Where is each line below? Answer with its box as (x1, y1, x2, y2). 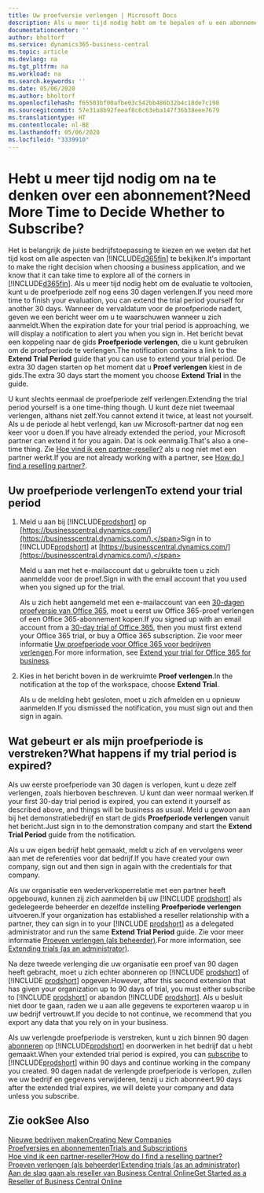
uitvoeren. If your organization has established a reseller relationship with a (8, 911, 250, 920)
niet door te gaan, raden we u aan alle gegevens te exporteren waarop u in (8, 1001, 250, 1011)
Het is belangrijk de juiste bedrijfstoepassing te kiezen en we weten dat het (8, 245, 251, 255)
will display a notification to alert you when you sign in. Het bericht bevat (8, 329, 244, 339)
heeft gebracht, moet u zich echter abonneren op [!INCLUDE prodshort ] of (8, 967, 249, 977)
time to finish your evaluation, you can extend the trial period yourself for (8, 295, 244, 305)
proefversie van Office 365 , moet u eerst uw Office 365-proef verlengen (19, 606, 255, 615)
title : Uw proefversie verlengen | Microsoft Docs (8, 11, 178, 20)
